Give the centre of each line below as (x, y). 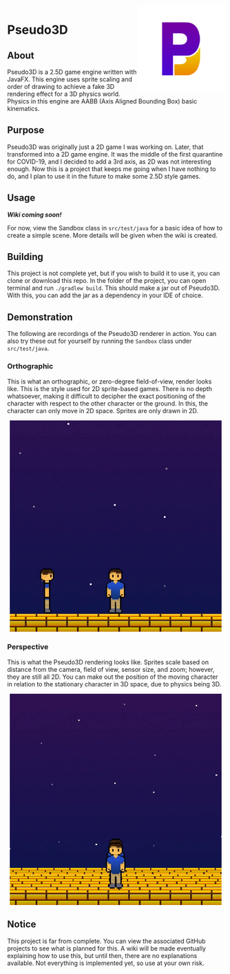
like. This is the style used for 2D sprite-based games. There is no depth (109, 388)
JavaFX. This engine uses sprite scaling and (70, 79)
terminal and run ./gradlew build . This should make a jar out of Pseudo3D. (114, 288)
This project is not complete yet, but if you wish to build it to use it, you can (114, 273)
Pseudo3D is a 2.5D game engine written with (72, 72)
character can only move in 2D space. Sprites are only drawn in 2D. (103, 410)
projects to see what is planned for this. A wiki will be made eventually (107, 948)
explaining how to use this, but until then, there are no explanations (102, 955)
